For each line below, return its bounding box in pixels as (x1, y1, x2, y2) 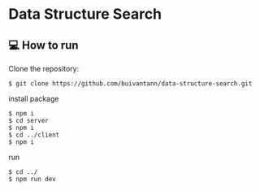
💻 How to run (8, 38, 79, 52)
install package (8, 94, 59, 103)
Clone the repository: (8, 64, 80, 73)
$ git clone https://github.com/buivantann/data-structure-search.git (8, 80, 253, 88)
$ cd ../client (8, 131, 60, 139)
